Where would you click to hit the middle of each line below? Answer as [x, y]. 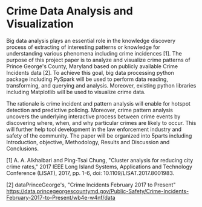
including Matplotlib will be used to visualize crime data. [76, 92]
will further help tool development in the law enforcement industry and [94, 129]
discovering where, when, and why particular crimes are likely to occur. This [101, 123]
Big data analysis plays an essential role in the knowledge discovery [91, 40]
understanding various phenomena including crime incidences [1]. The [94, 53]
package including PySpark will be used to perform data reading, [87, 79]
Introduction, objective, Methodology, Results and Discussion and [88, 142]
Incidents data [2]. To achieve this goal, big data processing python [90, 72]
